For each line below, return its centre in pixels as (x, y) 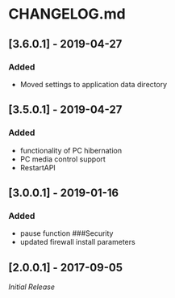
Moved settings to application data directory (94, 84)
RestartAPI (38, 167)
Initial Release (31, 287)
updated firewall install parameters (77, 242)
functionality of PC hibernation (71, 150)
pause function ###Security (67, 233)
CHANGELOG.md (67, 14)
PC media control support (63, 159)
